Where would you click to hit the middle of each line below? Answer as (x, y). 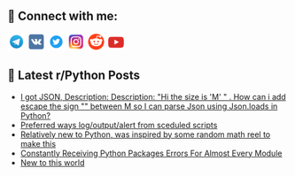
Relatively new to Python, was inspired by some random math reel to (145, 134)
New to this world (52, 162)
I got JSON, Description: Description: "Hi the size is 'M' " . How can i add (153, 96)
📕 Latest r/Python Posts (74, 76)
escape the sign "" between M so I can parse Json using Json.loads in (149, 106)
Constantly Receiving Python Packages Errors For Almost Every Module (151, 153)
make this (38, 143)
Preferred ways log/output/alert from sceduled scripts (119, 125)
